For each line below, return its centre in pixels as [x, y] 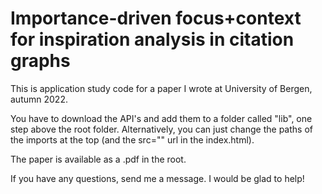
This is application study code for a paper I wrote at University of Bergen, [161, 88]
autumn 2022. [39, 99]
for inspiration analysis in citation [152, 39]
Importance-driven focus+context [156, 18]
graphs [40, 61]
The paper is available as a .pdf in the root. [98, 159]
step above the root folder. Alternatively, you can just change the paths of [161, 129]
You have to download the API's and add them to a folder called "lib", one [161, 118]
